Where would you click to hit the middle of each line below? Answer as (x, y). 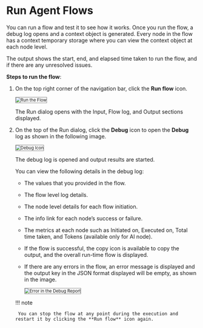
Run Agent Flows (50, 11)
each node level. (27, 47)
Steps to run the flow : (34, 77)
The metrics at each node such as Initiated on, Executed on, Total (106, 230)
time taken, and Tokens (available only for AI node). (88, 236)
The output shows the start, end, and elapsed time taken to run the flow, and (102, 58)
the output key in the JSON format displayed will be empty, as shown (110, 273)
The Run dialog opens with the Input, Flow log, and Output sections (99, 111)
